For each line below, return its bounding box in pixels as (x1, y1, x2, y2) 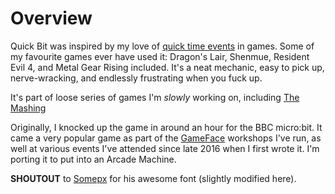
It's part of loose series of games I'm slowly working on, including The (10, 91, 300, 103)
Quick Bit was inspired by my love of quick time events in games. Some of (10, 40, 315, 52)
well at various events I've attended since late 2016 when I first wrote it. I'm (10, 142, 320, 154)
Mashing (10, 102, 47, 114)
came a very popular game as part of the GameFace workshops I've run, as (10, 132, 322, 144)
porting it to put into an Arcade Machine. (10, 153, 177, 165)
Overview (10, 7, 93, 30)
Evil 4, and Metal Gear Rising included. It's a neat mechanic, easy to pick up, (10, 61, 325, 73)
